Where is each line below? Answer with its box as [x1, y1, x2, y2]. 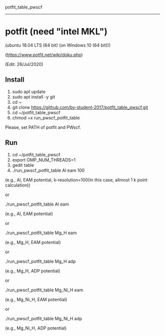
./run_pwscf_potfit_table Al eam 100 [12, 167, 85, 173]
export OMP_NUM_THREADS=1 [12, 157, 76, 163]
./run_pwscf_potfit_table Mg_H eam [5, 230, 77, 236]
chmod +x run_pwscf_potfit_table [12, 115, 80, 121]
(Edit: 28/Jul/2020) [5, 61, 43, 67]
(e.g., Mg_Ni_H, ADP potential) [5, 325, 67, 331]
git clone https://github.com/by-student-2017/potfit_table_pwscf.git [12, 104, 148, 110]
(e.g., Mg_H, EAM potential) [5, 239, 61, 245]
